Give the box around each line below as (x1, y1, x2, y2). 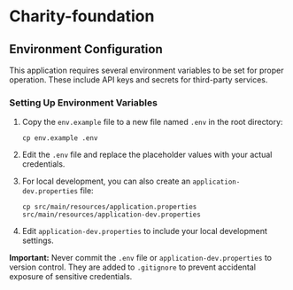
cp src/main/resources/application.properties (21, 202, 197, 212)
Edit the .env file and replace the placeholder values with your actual (21, 149, 273, 161)
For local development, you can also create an (21, 176, 191, 187)
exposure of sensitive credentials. (9, 271, 133, 282)
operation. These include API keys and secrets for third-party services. (9, 74, 268, 85)
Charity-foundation (9, 6, 155, 27)
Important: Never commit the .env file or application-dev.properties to (9, 253, 273, 263)
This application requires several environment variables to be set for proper (9, 65, 284, 75)
